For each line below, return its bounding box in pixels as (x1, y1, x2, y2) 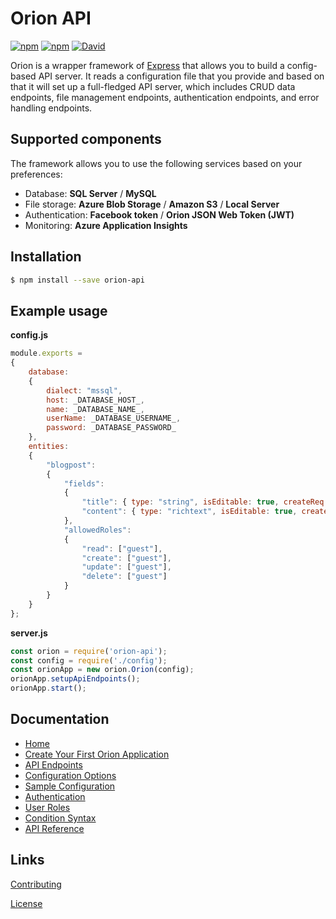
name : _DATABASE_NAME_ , (46, 404, 145, 414)
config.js (10, 329, 49, 341)
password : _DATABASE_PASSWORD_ (46, 423, 177, 433)
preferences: (10, 168, 63, 180)
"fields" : (63, 478, 105, 489)
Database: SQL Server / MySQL (24, 187, 157, 199)
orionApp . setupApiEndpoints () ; (10, 674, 141, 684)
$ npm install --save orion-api (10, 275, 145, 285)
